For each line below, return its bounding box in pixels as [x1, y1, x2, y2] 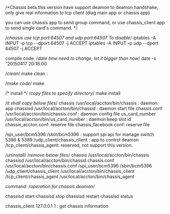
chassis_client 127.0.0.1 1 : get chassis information [5, 203, 109, 209]
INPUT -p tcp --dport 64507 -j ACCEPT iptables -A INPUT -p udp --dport [5, 40, 159, 46]
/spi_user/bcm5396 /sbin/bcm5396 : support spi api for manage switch [5, 131, 154, 137]
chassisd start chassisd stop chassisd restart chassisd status [5, 193, 133, 199]
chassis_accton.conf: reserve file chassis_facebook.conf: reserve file [5, 122, 150, 127]
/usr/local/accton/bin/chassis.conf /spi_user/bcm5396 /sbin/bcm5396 [5, 163, 152, 169]
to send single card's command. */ [5, 25, 78, 31]
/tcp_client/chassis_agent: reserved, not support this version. [5, 142, 133, 148]
